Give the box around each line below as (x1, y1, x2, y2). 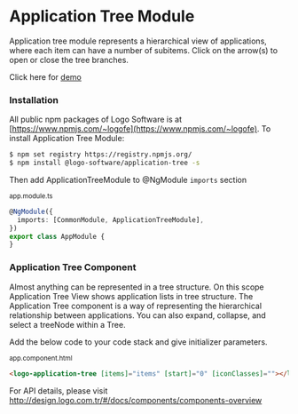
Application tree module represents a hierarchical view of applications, (9, 36, 268, 46)
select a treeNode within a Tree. (9, 319, 126, 330)
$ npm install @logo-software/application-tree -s (9, 158, 200, 168)
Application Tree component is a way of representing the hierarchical (9, 300, 263, 311)
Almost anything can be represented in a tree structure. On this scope (9, 282, 264, 292)
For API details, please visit (9, 385, 108, 396)
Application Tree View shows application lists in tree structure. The (9, 291, 254, 301)
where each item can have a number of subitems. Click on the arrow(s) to (9, 44, 278, 55)
